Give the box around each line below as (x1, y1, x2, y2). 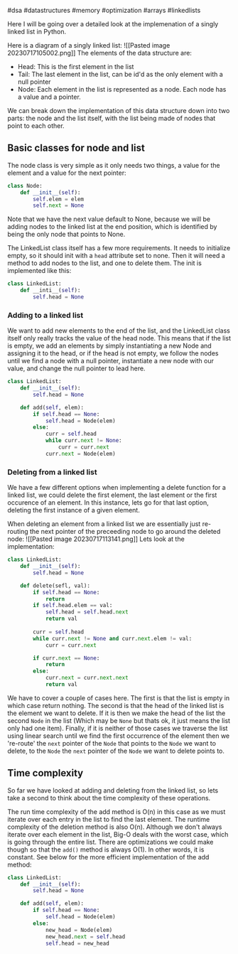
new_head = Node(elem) (45, 926, 113, 933)
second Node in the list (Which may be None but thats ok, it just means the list (7, 716, 231, 724)
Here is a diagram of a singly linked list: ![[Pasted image (7, 41, 171, 49)
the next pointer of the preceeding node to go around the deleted (29, 527, 221, 536)
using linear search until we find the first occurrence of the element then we (7, 731, 230, 740)
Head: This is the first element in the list (17, 63, 134, 70)
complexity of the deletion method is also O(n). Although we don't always (7, 822, 222, 831)
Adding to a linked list (7, 310, 84, 320)
